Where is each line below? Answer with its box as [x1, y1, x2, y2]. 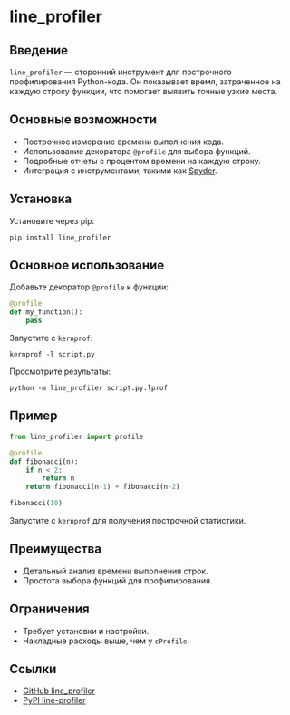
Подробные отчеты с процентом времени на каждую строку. [22, 155, 261, 166]
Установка [9, 191, 72, 207]
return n [42, 474, 75, 483]
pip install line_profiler [9, 233, 111, 242]
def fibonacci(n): [9, 456, 79, 466]
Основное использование [9, 258, 165, 273]
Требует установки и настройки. [22, 625, 150, 636]
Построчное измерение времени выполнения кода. [22, 136, 225, 147]
